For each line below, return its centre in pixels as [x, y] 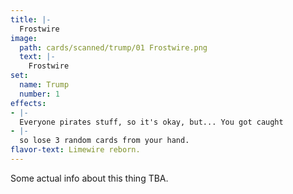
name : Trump [44, 85]
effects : [28, 103]
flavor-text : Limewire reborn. [75, 150]
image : [24, 38]
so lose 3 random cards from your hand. [104, 141]
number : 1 [39, 94]
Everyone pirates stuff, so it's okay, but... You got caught [151, 122]
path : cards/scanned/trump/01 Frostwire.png [113, 47]
